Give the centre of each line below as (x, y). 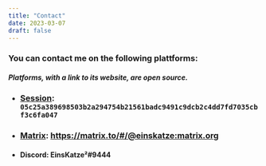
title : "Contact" (37, 16)
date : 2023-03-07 (37, 23)
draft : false (30, 30)
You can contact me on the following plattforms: (103, 58)
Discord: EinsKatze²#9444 (65, 154)
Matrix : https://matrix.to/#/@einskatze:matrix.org (119, 136)
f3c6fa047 (39, 115)
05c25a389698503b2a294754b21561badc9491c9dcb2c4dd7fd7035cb (139, 107)
